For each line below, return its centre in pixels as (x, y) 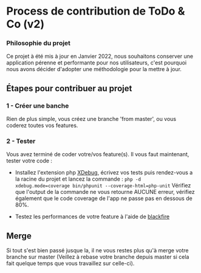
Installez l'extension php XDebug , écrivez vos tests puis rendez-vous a (104, 173)
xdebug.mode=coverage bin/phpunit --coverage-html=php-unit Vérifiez (103, 185)
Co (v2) (26, 24)
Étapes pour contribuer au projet (69, 88)
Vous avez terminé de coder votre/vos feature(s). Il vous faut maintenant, (98, 154)
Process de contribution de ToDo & (96, 11)
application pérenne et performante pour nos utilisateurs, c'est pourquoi (97, 63)
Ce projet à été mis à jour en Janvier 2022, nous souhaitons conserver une (100, 57)
